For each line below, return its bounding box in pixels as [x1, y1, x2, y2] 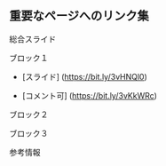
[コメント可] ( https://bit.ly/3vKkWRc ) [21, 90, 158, 100]
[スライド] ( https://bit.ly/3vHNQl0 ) [21, 71, 148, 82]
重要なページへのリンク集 [9, 8, 149, 24]
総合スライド [9, 34, 56, 44]
